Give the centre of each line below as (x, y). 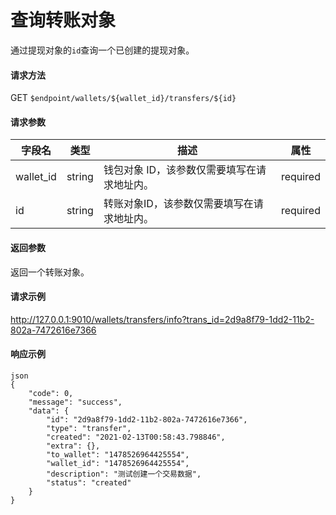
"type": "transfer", (89, 428)
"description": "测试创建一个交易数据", (124, 474)
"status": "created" (89, 482)
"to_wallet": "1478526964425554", (118, 454)
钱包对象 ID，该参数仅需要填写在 (180, 170)
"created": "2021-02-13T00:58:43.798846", (136, 437)
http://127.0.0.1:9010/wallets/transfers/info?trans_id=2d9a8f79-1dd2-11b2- (162, 319)
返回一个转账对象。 (50, 272)
